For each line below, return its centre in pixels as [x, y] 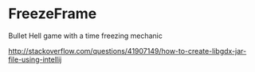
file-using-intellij [35, 59]
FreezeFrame [53, 14]
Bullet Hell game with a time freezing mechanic [86, 36]
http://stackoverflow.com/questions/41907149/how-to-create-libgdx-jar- [127, 51]
